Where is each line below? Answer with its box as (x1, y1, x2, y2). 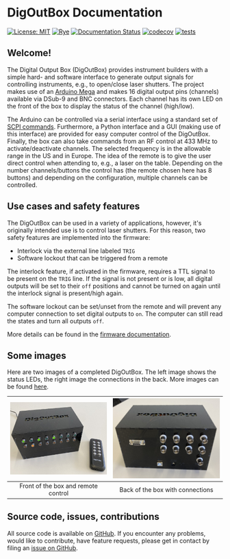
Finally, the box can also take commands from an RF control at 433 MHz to (7, 137, 218, 145)
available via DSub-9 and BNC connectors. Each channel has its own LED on (7, 95, 223, 103)
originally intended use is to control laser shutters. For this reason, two (7, 226, 206, 234)
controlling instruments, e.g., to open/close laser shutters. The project (7, 80, 204, 88)
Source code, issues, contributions (7, 511, 159, 523)
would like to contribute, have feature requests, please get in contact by (7, 536, 210, 545)
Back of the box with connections (119, 485, 214, 494)
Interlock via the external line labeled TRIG (16, 247, 136, 255)
